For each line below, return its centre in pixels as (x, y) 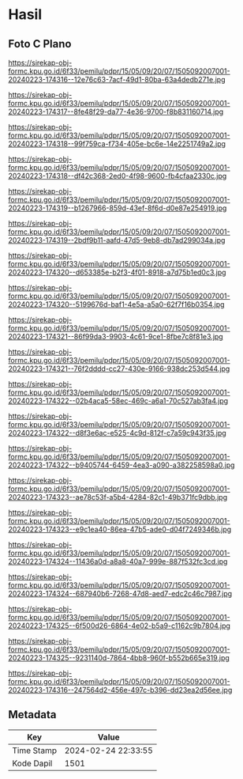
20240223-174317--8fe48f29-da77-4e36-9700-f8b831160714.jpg (116, 112)
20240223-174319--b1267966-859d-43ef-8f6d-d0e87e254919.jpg (118, 208)
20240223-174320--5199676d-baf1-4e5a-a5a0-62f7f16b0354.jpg (116, 304)
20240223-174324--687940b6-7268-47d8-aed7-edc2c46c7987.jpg (120, 594)
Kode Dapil (32, 763)
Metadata (32, 715)
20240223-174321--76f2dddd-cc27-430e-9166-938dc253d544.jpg (119, 369)
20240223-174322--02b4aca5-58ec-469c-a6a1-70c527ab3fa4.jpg (118, 401)
